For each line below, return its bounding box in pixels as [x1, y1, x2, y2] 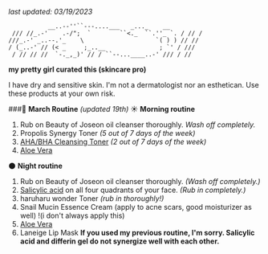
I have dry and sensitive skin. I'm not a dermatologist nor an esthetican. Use [8, 80, 259, 89]
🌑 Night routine [8, 161, 63, 170]
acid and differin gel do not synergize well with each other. [19, 236, 220, 246]
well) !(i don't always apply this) [19, 211, 125, 220]
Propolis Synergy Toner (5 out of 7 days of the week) [19, 129, 196, 137]
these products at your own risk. [8, 88, 116, 98]
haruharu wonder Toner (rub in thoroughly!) [19, 194, 164, 203]
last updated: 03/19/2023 [8, 7, 93, 16]
